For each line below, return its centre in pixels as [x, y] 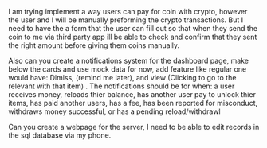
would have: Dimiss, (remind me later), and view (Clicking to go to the [122, 78]
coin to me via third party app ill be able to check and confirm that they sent [133, 37]
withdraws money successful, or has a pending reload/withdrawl [114, 111]
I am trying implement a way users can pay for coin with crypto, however [128, 12]
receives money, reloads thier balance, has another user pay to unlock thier [132, 94]
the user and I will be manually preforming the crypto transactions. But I [126, 20]
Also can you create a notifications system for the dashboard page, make [129, 60]
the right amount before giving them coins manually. [94, 45]
